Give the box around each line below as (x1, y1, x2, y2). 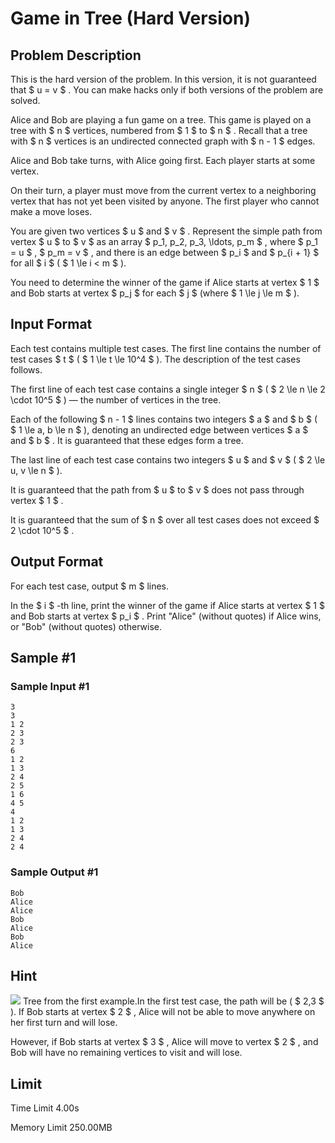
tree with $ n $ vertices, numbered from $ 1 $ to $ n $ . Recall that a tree (10, 125, 308, 136)
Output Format (10, 553, 104, 571)
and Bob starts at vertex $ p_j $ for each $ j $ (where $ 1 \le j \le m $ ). (10, 287, 300, 299)
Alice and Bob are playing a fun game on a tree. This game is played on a (10, 114, 312, 126)
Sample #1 (10, 650, 77, 667)
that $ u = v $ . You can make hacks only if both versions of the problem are (10, 84, 324, 96)
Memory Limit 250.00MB (10, 1122, 113, 1134)
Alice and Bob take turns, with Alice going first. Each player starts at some (10, 155, 316, 166)
